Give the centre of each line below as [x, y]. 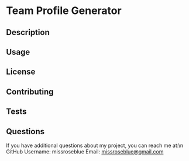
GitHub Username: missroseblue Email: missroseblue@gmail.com [85, 151]
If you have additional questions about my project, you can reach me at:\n [94, 145]
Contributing [30, 92]
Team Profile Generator [64, 11]
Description [28, 32]
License [21, 72]
